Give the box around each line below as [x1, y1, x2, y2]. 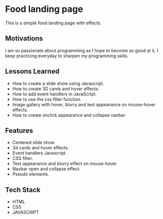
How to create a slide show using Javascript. [12, 80, 104, 86]
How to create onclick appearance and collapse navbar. [12, 112, 126, 118]
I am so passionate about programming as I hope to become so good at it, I [5, 47, 159, 53]
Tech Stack [5, 185, 41, 194]
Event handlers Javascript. [12, 150, 67, 156]
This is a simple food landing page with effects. [5, 20, 102, 26]
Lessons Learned [5, 67, 59, 75]
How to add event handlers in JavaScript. [12, 91, 97, 97]
